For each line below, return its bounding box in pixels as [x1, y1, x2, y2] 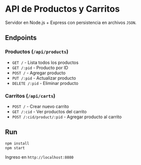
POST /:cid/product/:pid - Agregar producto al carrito [12, 114, 122, 120]
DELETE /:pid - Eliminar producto [12, 80, 79, 86]
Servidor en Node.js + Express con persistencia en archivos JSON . [5, 20, 137, 25]
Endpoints [5, 34, 37, 42]
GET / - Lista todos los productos [12, 60, 79, 65]
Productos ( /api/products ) [5, 48, 69, 55]
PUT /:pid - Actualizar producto [12, 75, 77, 81]
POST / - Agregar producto [12, 70, 66, 76]
